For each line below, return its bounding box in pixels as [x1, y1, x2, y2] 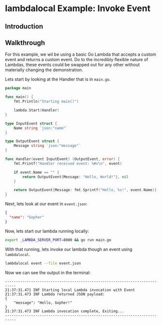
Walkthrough [5, 38, 45, 47]
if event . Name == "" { [14, 170, 59, 175]
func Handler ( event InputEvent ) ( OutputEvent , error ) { [5, 157, 120, 162]
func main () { [5, 95, 34, 99]
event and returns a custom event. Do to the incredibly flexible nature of [5, 57, 148, 63]
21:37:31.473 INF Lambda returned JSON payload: [5, 292, 105, 296]
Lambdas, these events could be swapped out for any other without [5, 62, 140, 68]
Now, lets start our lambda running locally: [5, 228, 89, 234]
